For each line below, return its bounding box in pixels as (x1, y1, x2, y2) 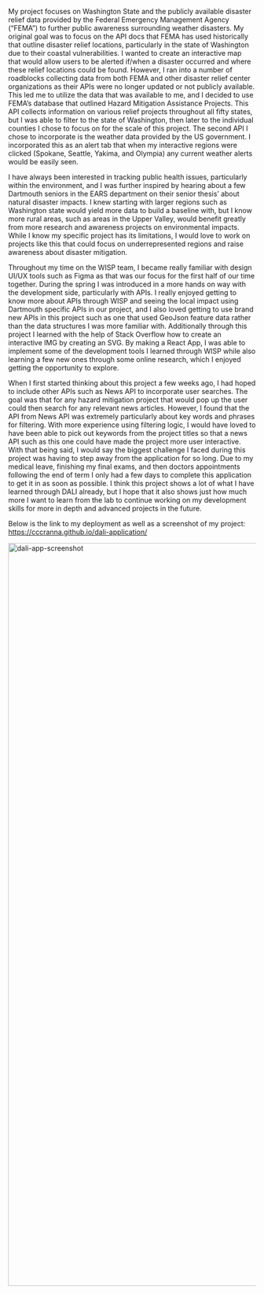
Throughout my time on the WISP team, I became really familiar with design (8, 263, 253, 272)
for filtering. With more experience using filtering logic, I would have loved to (8, 420, 256, 429)
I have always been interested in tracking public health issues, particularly (8, 172, 247, 182)
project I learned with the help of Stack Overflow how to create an (8, 330, 222, 339)
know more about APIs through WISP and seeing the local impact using (8, 297, 239, 305)
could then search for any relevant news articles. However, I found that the (8, 404, 250, 412)
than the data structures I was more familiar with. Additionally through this (8, 322, 247, 330)
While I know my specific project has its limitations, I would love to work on (8, 231, 251, 240)
